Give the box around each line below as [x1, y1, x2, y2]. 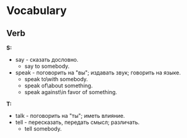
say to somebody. [24, 62, 70, 70]
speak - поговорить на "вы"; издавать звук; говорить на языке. [15, 69, 181, 76]
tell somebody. [24, 125, 63, 132]
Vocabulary [6, 4, 67, 18]
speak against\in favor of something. [24, 89, 118, 95]
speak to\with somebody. [24, 76, 88, 82]
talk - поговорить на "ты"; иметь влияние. [15, 112, 125, 119]
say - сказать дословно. [15, 56, 78, 63]
